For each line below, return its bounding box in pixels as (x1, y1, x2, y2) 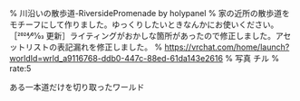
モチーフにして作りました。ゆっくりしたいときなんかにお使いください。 (9, 19, 279, 30)
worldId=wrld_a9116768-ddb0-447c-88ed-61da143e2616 (9, 53, 224, 63)
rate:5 (9, 63, 32, 74)
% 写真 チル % (225, 53, 279, 63)
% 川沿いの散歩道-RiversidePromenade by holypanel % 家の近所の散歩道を (9, 8, 290, 18)
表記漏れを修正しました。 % (56, 41, 163, 52)
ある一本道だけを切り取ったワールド (9, 82, 145, 92)
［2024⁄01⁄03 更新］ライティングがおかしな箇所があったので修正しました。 (9, 31, 276, 41)
